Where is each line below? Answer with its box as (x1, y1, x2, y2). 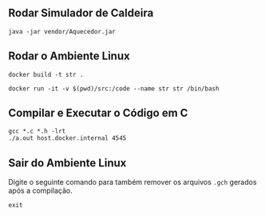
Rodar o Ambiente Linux (8, 50, 130, 63)
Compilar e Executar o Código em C (8, 106, 188, 120)
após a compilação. (8, 186, 73, 195)
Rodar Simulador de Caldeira (8, 6, 154, 20)
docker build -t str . (8, 70, 84, 78)
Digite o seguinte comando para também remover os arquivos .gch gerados (8, 178, 257, 187)
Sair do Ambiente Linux (8, 156, 127, 170)
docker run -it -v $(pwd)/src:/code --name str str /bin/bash (8, 84, 220, 93)
